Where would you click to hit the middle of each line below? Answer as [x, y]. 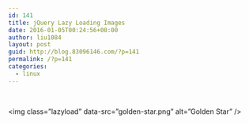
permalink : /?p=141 [40, 60]
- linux [28, 74]
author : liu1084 [35, 37]
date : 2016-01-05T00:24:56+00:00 [63, 30]
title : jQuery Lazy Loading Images [67, 23]
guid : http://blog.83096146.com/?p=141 [74, 52]
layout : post [30, 45]
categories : [28, 67]
